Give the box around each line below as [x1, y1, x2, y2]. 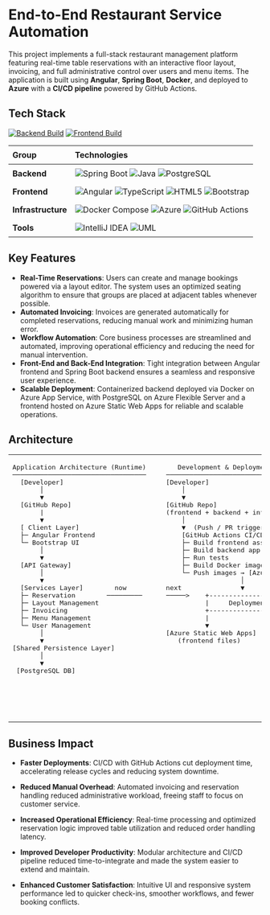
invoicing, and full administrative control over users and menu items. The [8, 66, 249, 76]
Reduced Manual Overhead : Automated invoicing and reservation [19, 782, 239, 792]
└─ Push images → [181, 568, 245, 577]
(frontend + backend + [166, 508, 249, 517]
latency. [19, 832, 47, 842]
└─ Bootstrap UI [19, 539, 80, 548]
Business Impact [8, 737, 94, 750]
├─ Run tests [181, 553, 229, 562]
